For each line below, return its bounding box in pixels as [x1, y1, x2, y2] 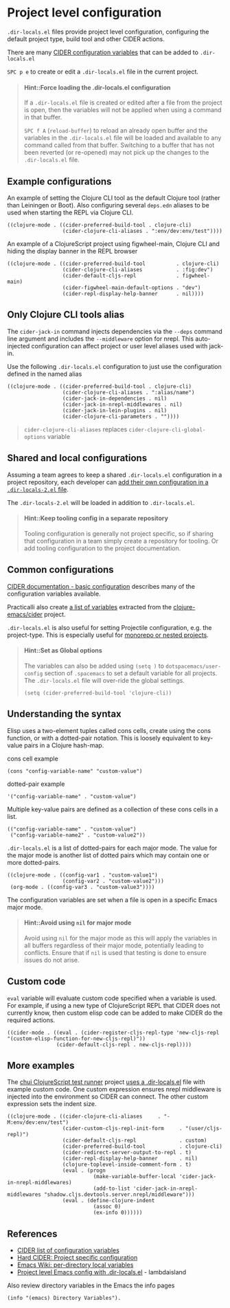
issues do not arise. [23, 956, 80, 964]
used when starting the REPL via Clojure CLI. [7, 208, 134, 216]
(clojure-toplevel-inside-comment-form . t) [62, 1161, 192, 1169]
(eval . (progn [62, 1167, 106, 1174]
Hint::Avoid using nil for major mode [23, 918, 132, 927]
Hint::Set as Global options [23, 646, 103, 655]
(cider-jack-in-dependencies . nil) [62, 395, 168, 402]
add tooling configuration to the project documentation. [23, 544, 181, 552]
